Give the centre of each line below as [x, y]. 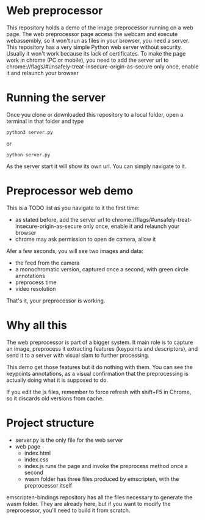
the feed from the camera [47, 263]
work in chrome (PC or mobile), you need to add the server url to [88, 60]
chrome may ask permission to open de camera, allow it [85, 239]
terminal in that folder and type [45, 121]
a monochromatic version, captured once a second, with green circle [102, 269]
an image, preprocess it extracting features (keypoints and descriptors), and [102, 348]
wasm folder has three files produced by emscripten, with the [102, 479]
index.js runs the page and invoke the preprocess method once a [106, 466]
